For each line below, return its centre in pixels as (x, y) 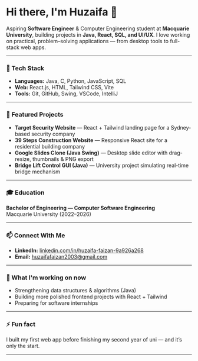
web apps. (33, 47)
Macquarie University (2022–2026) (49, 214)
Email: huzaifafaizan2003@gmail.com (61, 257)
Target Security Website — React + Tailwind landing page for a (92, 127)
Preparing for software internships (56, 303)
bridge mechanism (37, 172)
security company (53, 134)
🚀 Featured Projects (35, 115)
